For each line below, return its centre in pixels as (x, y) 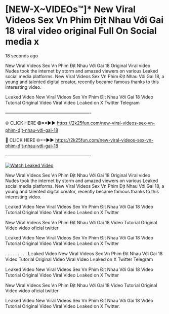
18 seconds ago (22, 56)
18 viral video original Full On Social (81, 31)
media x (22, 42)
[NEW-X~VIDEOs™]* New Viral (70, 9)
